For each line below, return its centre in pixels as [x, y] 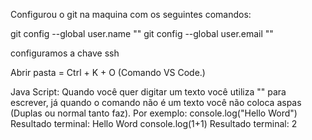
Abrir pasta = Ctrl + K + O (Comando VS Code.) [108, 72]
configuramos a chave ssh [65, 53]
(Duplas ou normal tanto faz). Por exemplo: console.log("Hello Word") [154, 113]
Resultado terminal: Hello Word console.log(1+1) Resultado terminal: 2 [154, 123]
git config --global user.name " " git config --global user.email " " [142, 33]
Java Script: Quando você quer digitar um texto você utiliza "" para [148, 92]
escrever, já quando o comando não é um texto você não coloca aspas [156, 102]
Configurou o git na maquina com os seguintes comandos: [131, 14]
